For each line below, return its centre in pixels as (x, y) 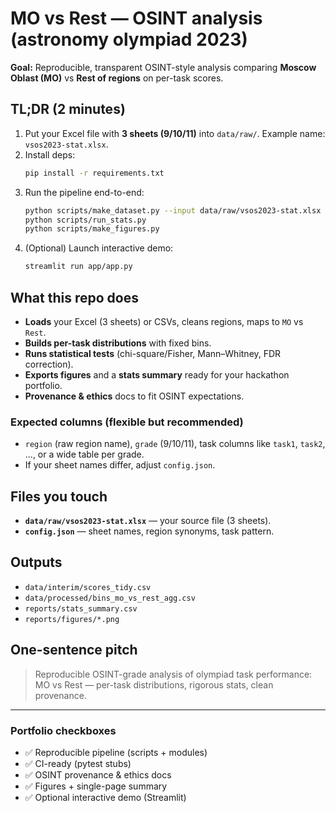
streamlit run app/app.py (78, 267)
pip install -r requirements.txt (94, 173)
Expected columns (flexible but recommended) (127, 422)
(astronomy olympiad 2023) (129, 39)
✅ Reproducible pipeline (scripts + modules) (116, 752)
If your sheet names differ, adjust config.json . (120, 465)
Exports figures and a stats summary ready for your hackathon (157, 374)
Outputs (36, 562)
